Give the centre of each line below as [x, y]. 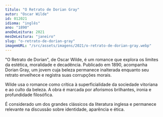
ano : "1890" [17, 28]
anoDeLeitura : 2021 [25, 32]
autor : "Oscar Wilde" [27, 14]
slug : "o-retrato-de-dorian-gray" [40, 41]
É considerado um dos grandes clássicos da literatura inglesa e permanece [81, 104]
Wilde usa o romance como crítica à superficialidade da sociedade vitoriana [81, 84]
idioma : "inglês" [23, 23]
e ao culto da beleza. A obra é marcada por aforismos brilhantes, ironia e [78, 89]
